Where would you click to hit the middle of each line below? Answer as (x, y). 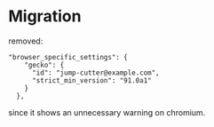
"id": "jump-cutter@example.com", (96, 73)
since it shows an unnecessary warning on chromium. (107, 112)
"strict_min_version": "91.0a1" (91, 80)
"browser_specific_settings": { (68, 57)
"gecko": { (44, 65)
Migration (45, 16)
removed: (26, 41)
